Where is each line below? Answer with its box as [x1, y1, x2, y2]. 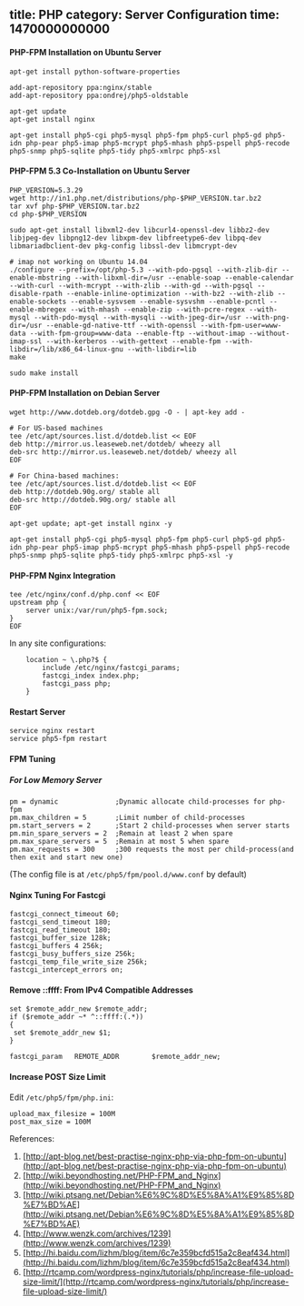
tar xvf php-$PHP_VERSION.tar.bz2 [9, 202, 141, 211]
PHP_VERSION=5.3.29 [9, 185, 83, 194]
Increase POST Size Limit [9, 1071, 106, 1082]
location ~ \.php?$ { [25, 656, 107, 665]
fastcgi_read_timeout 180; [9, 925, 112, 935]
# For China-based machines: [9, 471, 120, 480]
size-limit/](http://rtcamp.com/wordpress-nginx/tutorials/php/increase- [22, 1276, 289, 1287]
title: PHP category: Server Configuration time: [9, 7, 279, 23]
